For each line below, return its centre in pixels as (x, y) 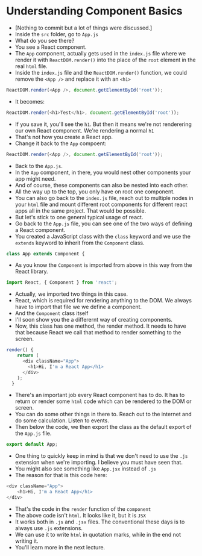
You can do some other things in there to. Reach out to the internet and (103, 414)
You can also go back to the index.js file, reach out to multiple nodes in (104, 198)
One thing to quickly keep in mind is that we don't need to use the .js (101, 456)
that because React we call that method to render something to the (98, 333)
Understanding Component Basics (94, 11)
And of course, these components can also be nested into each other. (102, 185)
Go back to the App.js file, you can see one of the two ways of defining (103, 223)
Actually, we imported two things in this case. (71, 294)
